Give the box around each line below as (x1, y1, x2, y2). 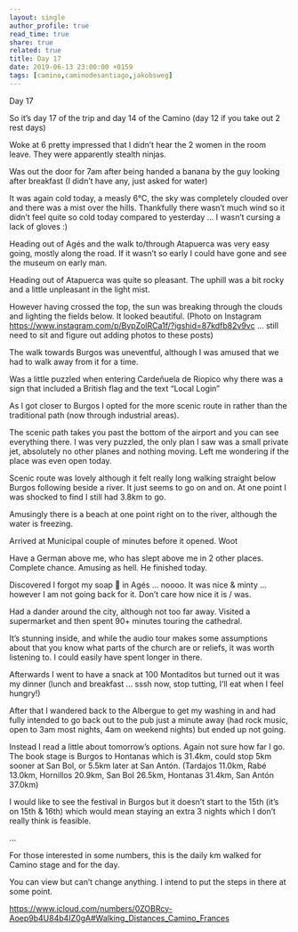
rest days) (9, 122, 46, 133)
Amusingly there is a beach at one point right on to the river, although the (9, 508, 278, 519)
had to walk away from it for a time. (9, 356, 139, 367)
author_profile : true (9, 21, 90, 30)
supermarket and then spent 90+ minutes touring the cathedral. (9, 615, 243, 626)
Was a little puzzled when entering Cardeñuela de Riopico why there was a (9, 373, 284, 384)
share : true (9, 37, 53, 47)
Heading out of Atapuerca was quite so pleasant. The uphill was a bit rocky (9, 274, 285, 285)
